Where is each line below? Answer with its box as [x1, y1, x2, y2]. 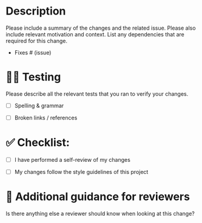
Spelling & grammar [14, 102, 64, 109]
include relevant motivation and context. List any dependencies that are [5, 30, 184, 38]
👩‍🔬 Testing [5, 70, 61, 84]
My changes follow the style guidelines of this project [14, 168, 149, 175]
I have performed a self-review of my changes [14, 156, 131, 163]
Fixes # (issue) [14, 48, 52, 56]
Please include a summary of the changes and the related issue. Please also [5, 24, 196, 32]
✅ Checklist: [5, 136, 70, 150]
